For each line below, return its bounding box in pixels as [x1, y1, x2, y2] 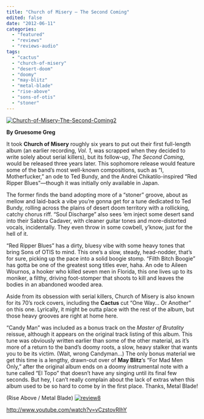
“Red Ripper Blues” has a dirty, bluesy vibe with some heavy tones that [6, 242, 185, 249]
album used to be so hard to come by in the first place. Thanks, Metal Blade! [6, 382, 199, 390]
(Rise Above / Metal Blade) [6, 394, 73, 401]
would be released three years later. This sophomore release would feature [6, 159, 195, 167]
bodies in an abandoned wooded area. [6, 280, 104, 288]
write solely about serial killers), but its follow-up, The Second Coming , [6, 153, 185, 161]
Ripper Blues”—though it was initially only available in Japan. [6, 179, 160, 186]
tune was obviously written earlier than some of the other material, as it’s [6, 337, 189, 344]
